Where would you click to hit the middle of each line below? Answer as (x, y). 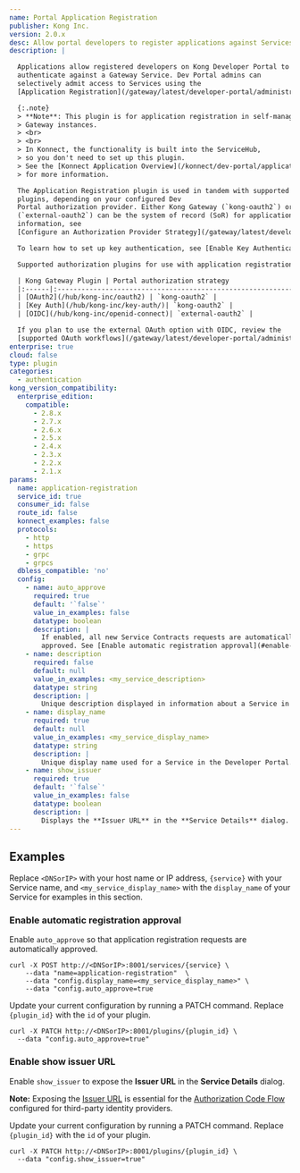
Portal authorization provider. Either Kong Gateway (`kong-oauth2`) (149, 207)
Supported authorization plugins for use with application (129, 265)
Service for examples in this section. (76, 897)
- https (39, 546)
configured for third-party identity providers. (91, 1108)
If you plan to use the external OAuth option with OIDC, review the (149, 330)
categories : (31, 372)
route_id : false (47, 513)
